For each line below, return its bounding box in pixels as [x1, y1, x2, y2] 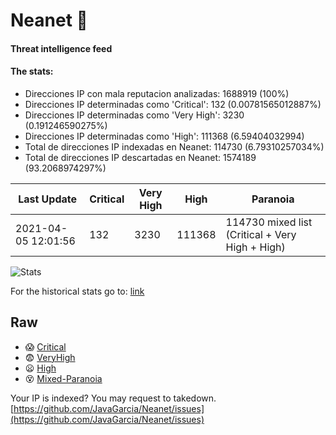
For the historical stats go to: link [10, 285, 145, 297]
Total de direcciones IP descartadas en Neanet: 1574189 [24, 151, 257, 163]
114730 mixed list [225, 215, 313, 229]
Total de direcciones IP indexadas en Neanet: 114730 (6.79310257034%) [24, 140, 325, 153]
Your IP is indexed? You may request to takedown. [10, 392, 217, 404]
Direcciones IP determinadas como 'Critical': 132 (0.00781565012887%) [24, 98, 322, 110]
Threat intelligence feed [10, 42, 113, 54]
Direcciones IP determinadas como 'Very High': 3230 [24, 109, 245, 121]
